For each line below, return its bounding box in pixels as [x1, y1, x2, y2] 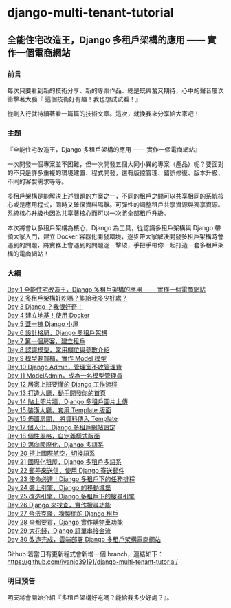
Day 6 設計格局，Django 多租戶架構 [7, 329, 108, 337]
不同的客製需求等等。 [7, 177, 67, 185]
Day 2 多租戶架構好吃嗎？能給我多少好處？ [7, 294, 129, 303]
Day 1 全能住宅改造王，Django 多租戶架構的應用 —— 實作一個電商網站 [7, 285, 206, 294]
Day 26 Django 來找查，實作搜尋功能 [7, 501, 111, 509]
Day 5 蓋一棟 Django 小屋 [7, 320, 79, 328]
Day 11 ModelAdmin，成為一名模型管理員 [7, 372, 123, 380]
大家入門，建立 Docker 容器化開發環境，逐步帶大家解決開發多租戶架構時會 [12, 232, 224, 241]
